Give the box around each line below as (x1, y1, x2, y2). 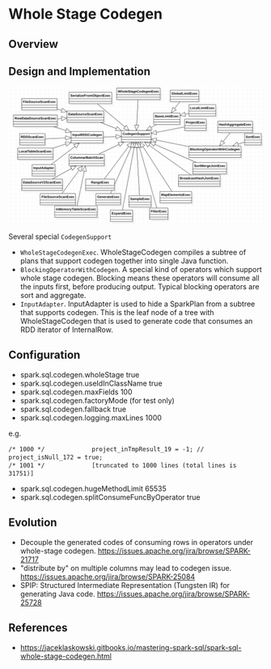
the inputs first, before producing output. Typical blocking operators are (19, 282, 260, 292)
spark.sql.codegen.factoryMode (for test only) (19, 395, 176, 405)
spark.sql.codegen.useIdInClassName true (19, 378, 163, 388)
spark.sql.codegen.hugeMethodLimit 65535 (19, 484, 167, 493)
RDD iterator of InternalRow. (19, 325, 113, 334)
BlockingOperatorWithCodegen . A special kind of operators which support (19, 265, 263, 275)
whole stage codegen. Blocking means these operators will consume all (19, 273, 260, 283)
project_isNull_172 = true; (8, 453, 104, 462)
